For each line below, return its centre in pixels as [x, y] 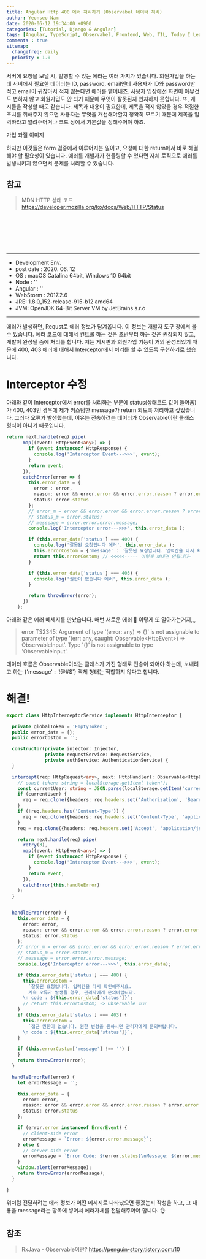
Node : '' [26, 282]
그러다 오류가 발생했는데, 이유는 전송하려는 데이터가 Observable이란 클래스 [104, 418]
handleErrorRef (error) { [44, 1077]
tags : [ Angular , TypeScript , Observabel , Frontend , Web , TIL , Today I [98, 35]
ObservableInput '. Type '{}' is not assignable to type [87, 645]
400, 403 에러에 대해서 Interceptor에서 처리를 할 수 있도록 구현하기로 [101, 349]
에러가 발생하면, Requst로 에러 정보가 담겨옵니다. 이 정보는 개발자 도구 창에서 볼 [102, 327]
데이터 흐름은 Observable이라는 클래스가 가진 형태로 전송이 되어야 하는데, [94, 664]
